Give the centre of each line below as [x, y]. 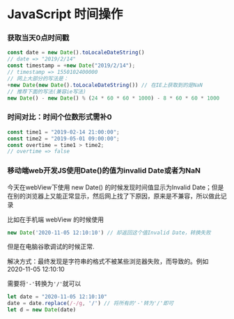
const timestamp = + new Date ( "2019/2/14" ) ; [71, 66]
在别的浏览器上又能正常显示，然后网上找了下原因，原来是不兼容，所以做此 [114, 196]
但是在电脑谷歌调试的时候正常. [51, 247]
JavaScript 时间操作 [65, 14]
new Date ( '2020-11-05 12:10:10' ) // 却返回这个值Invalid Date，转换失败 [109, 233]
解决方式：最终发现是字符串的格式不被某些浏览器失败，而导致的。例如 [108, 261]
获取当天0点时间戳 [38, 38]
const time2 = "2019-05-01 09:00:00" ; [63, 139]
